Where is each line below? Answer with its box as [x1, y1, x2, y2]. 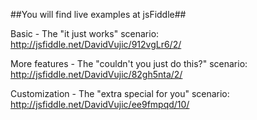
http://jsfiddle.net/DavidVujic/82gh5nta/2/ [10, 69, 183, 80]
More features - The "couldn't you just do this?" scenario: [10, 58, 248, 69]
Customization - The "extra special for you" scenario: [10, 88, 230, 99]
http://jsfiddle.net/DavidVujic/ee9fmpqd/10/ [10, 99, 190, 110]
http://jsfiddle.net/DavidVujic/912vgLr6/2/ [10, 39, 182, 50]
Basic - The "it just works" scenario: [10, 28, 160, 39]
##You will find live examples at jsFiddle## [10, 9, 187, 20]
